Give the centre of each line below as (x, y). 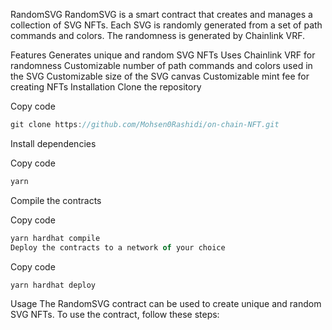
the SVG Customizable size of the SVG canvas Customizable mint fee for (160, 76)
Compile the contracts (56, 200)
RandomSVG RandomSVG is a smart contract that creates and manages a (161, 14)
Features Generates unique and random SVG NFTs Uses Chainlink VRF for (163, 55)
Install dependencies (53, 143)
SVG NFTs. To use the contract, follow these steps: (115, 315)
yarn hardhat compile (55, 238)
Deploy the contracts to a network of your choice (118, 247)
